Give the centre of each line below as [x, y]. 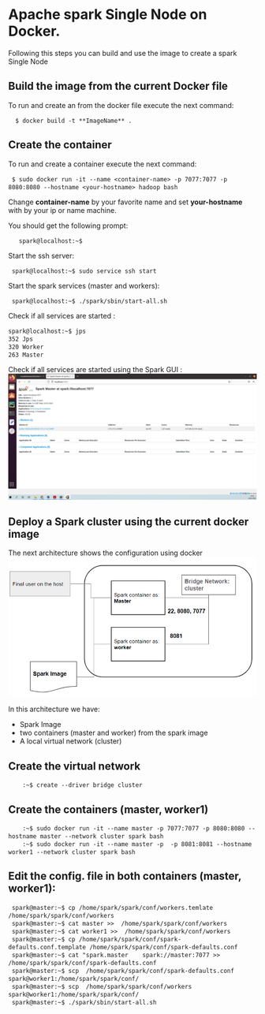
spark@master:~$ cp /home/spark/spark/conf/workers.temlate [112, 908]
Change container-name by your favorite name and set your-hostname [125, 202]
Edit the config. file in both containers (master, [125, 876]
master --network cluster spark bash [102, 837]
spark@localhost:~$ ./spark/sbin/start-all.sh [90, 301]
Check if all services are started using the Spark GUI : [95, 369]
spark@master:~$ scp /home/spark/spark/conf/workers [102, 986]
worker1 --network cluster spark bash [72, 852]
